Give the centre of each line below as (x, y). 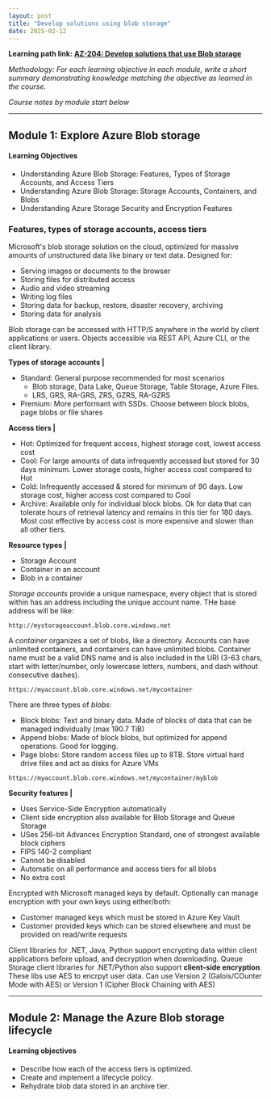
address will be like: (41, 611)
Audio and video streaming (65, 288)
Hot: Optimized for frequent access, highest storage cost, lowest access (140, 444)
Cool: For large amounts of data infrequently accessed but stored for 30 (140, 461)
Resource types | (38, 545)
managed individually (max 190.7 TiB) (82, 729)
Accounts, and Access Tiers (67, 182)
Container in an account (60, 570)
